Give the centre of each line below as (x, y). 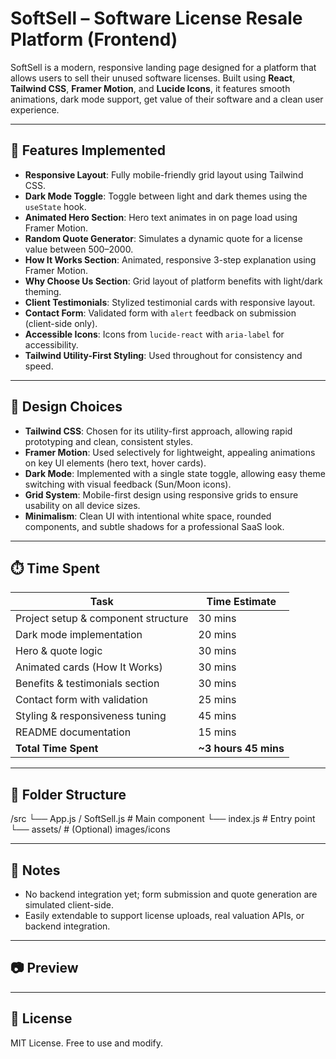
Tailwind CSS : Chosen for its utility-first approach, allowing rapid (158, 431)
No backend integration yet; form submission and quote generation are (171, 894)
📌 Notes (35, 870)
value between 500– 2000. (79, 249)
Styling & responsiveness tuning (91, 716)
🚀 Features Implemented (88, 150)
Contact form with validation (81, 700)
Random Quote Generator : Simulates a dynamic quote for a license (163, 238)
